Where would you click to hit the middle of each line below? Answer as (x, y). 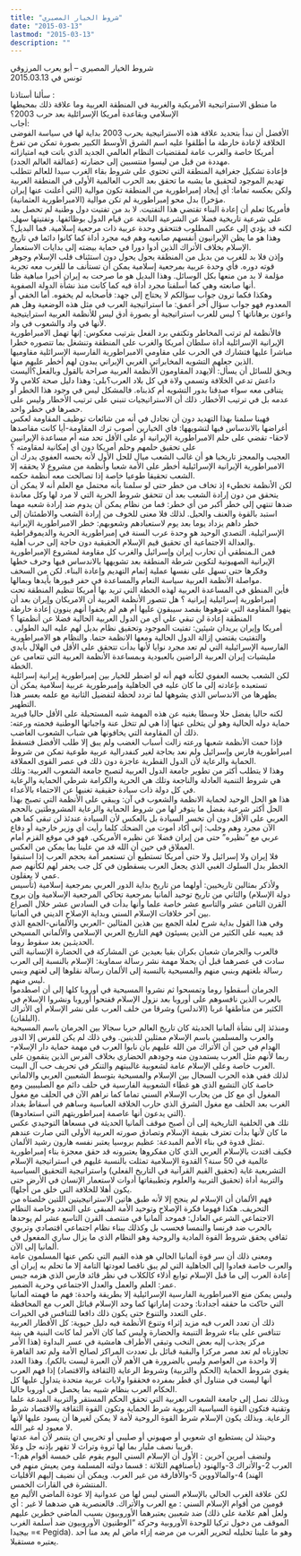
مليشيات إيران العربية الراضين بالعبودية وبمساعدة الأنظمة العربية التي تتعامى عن (143, 657)
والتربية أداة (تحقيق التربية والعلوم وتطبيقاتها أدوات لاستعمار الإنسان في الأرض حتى (147, 1180)
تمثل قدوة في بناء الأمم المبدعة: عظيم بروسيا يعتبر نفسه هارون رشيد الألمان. (138, 1142)
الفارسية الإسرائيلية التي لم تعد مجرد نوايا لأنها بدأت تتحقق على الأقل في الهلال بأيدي (150, 647)
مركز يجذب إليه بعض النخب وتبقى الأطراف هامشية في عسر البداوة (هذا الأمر (138, 1342)
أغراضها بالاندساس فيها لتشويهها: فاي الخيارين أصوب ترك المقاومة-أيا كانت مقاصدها (149, 428)
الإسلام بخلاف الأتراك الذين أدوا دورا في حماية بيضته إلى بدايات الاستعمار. (131, 247)
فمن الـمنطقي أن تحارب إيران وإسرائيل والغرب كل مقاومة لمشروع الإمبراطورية (143, 552)
